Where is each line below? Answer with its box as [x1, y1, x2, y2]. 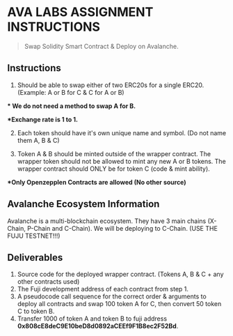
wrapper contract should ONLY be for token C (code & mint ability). [17, 165, 210, 173]
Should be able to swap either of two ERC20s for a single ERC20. [17, 81, 204, 89]
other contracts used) [17, 277, 80, 286]
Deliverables [7, 252, 63, 264]
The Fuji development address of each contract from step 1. [17, 285, 189, 293]
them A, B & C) [17, 136, 61, 144]
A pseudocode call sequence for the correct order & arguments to [17, 292, 207, 300]
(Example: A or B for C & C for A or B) [17, 88, 124, 96]
